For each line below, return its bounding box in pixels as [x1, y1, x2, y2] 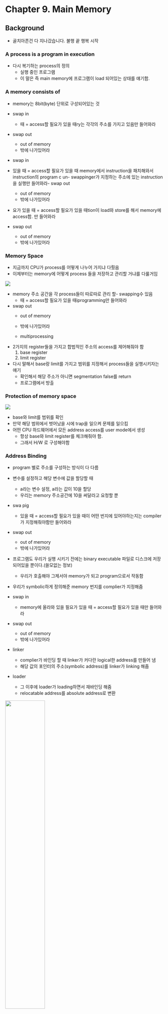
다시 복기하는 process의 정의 [12, 63, 70, 69]
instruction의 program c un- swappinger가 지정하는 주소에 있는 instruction [12, 173, 163, 180]
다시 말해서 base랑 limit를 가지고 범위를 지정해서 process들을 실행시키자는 [12, 361, 159, 367]
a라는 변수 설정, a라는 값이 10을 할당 [20, 486, 92, 492]
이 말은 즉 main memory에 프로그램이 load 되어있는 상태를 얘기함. [20, 75, 150, 81]
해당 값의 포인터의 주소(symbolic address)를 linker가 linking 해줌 [20, 664, 149, 670]
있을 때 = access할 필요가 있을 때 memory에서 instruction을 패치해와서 [12, 167, 154, 173]
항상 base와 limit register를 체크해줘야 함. [20, 433, 103, 439]
